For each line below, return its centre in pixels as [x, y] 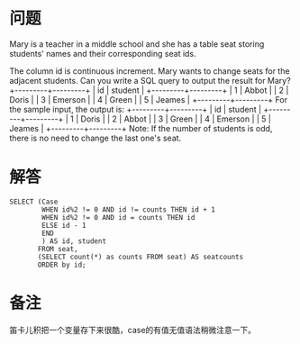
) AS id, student [74, 241]
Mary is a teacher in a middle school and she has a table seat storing [137, 44]
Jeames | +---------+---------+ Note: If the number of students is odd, [141, 128]
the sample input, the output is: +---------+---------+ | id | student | [136, 109]
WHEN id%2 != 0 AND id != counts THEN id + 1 [129, 209]
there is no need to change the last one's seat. [95, 138]
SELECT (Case [34, 202]
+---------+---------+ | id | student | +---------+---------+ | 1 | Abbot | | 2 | [149, 90]
